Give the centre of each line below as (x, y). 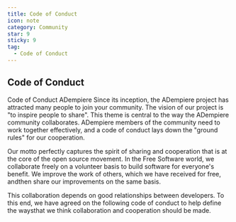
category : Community (38, 27)
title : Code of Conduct (43, 14)
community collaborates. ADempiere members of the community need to (114, 122)
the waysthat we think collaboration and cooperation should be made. (109, 210)
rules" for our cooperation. (46, 137)
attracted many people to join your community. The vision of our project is (116, 107)
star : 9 (19, 34)
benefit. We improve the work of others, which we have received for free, (114, 174)
